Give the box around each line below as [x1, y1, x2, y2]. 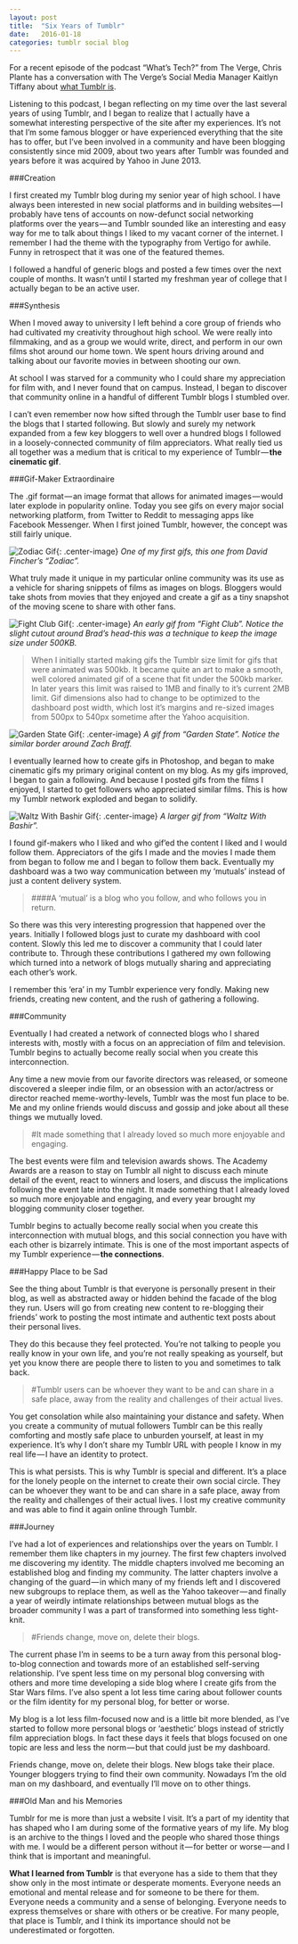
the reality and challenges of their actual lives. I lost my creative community [9, 1495, 286, 1505]
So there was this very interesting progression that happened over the [9, 919, 266, 930]
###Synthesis [9, 301, 60, 311]
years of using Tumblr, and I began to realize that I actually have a [9, 108, 251, 119]
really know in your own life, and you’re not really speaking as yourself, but [9, 1348, 284, 1359]
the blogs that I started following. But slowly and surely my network [9, 418, 256, 429]
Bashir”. [9, 820, 38, 831]
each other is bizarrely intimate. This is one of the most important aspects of [9, 1240, 289, 1250]
